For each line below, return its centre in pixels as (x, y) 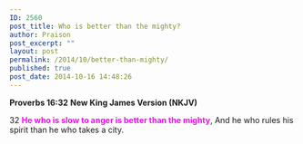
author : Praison (40, 34)
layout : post (34, 52)
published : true (40, 69)
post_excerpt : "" (42, 43)
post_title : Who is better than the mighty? (95, 26)
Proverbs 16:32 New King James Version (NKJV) (104, 102)
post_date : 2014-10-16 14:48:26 (71, 77)
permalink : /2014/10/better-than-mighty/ (89, 60)
